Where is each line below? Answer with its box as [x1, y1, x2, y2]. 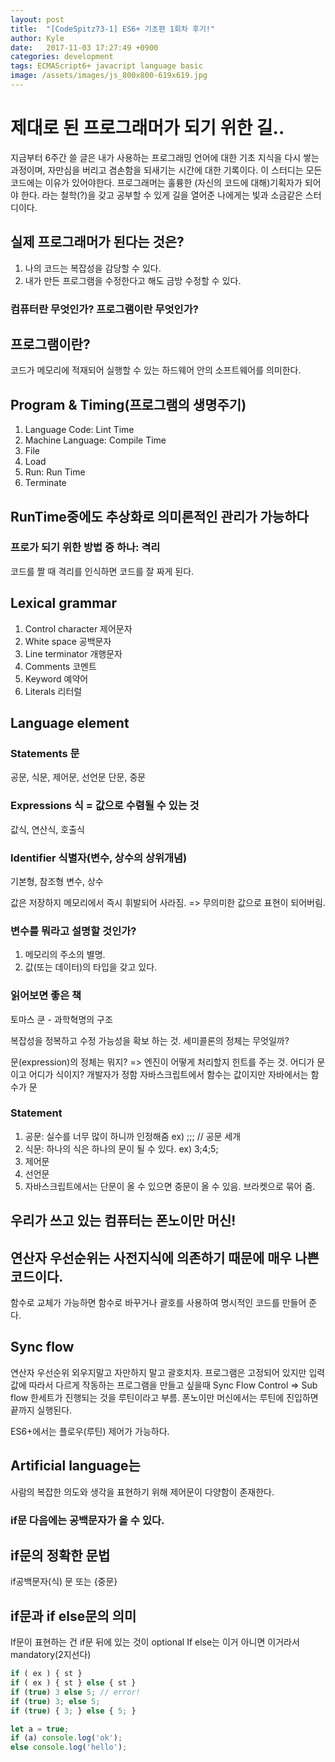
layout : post [10, 14, 65, 25]
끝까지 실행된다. [10, 1404, 73, 1416]
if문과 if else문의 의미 [10, 1607, 137, 1625]
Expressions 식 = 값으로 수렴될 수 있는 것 [10, 799, 200, 813]
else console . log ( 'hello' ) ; [10, 1742, 128, 1753]
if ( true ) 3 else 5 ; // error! [10, 1687, 141, 1697]
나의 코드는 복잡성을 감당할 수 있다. [24, 262, 162, 274]
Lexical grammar [10, 595, 118, 612]
